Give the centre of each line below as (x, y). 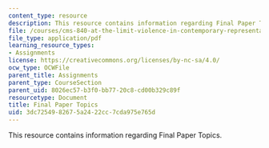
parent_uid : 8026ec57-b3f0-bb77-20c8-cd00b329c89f (94, 90)
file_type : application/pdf (55, 38)
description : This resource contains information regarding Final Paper (132, 23)
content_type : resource (48, 16)
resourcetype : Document (48, 98)
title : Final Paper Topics (53, 105)
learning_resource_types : (51, 46)
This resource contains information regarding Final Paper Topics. (115, 135)
